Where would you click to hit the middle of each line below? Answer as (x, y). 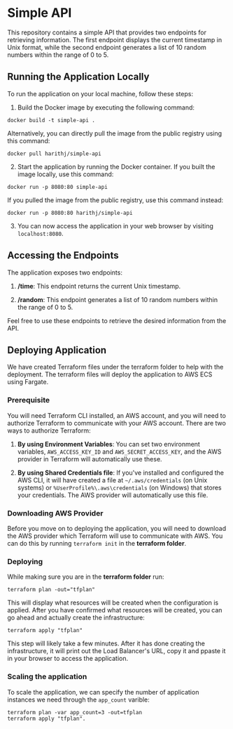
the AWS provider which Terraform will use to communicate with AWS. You (115, 536)
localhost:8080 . (41, 233)
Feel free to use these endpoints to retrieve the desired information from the (117, 320)
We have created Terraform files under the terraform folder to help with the (115, 367)
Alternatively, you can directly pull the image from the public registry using (115, 133)
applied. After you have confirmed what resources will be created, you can (115, 610)
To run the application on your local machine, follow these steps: (100, 93)
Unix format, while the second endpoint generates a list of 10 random (107, 47)
